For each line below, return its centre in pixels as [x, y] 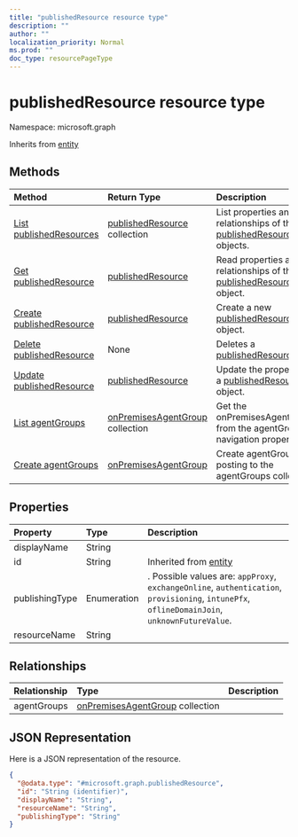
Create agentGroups [56, 465]
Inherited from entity [190, 561]
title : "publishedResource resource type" [89, 17]
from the [234, 428]
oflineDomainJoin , [185, 609]
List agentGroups [50, 422]
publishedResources [56, 234]
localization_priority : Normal [67, 42]
